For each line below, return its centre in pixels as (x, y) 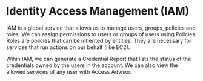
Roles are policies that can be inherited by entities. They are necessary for (99, 40)
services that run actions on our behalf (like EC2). (68, 47)
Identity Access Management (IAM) (98, 11)
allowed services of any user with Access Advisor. (69, 71)
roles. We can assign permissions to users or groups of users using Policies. (101, 34)
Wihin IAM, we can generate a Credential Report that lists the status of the (99, 59)
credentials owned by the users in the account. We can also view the (92, 65)
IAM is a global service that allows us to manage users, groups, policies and (101, 28)
